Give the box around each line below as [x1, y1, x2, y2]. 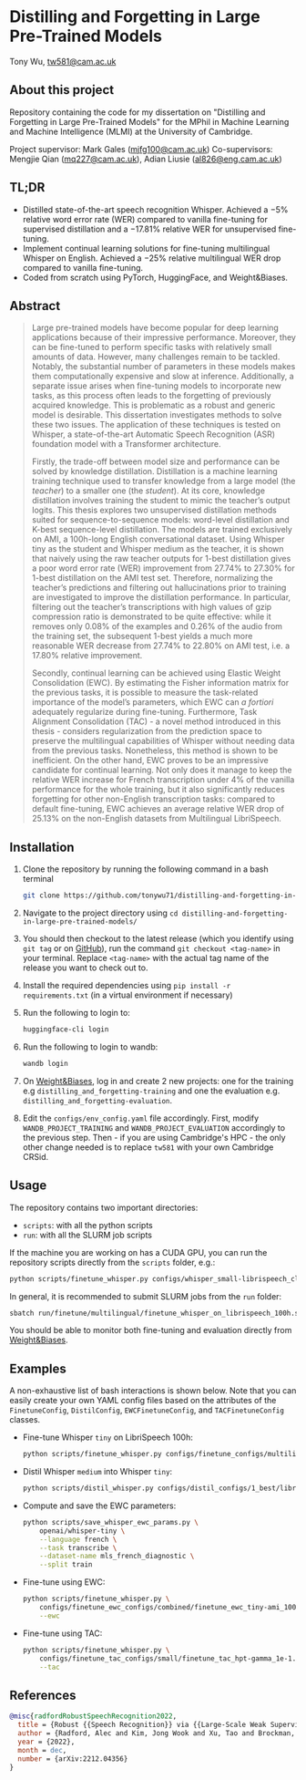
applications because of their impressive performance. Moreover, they [31, 332, 296, 343]
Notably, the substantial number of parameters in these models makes [31, 361, 296, 372]
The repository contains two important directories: [9, 1202, 199, 1213]
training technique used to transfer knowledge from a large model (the [31, 476, 296, 487]
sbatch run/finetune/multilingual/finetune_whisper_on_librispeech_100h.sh [9, 1309, 303, 1318]
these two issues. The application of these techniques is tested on [31, 419, 280, 430]
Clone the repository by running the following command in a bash [22, 864, 269, 874]
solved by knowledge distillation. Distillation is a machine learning [31, 466, 278, 477]
